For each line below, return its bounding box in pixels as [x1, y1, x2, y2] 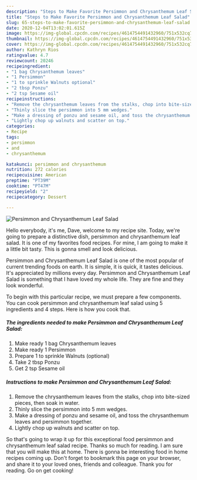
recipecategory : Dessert [6, 194, 67, 200]
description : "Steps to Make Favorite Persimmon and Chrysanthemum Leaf [6, 8, 188, 15]
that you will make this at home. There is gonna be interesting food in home [6, 448, 188, 455]
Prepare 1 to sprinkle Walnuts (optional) [14, 353, 110, 360]
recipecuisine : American [6, 172, 67, 178]
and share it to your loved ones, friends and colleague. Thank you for [6, 461, 173, 468]
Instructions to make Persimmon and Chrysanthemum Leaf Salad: [6, 378, 172, 385]
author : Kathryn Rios [6, 47, 59, 53]
